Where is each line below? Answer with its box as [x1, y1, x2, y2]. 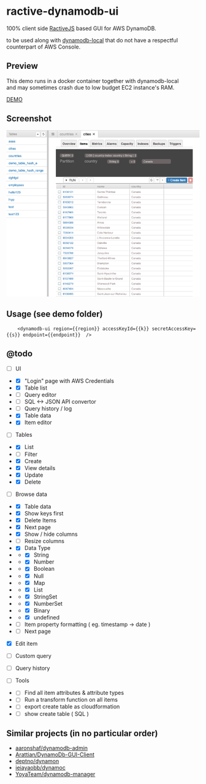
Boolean [33, 565, 55, 573]
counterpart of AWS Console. [6, 43, 81, 50]
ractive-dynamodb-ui [6, 4, 119, 18]
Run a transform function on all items [24, 696, 118, 704]
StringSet [33, 593, 58, 600]
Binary [33, 606, 50, 614]
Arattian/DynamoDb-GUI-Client [15, 751, 95, 758]
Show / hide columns [24, 530, 78, 538]
